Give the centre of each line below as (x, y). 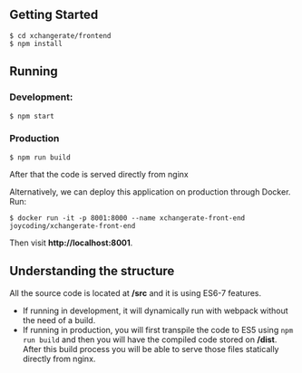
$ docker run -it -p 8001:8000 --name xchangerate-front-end (127, 218)
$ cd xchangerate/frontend (60, 35)
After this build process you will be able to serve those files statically (151, 349)
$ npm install (36, 43)
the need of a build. (59, 320)
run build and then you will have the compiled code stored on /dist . (150, 340)
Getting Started (54, 15)
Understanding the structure (92, 271)
